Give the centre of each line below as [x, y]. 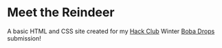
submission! [24, 38]
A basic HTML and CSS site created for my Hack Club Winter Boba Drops [111, 31]
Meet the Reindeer [61, 13]
